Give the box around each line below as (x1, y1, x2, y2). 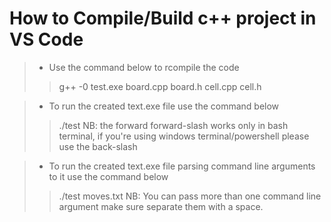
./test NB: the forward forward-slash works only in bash (58, 119, 289, 131)
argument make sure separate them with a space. (58, 200, 264, 212)
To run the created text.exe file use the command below (48, 100, 280, 112)
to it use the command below (48, 170, 169, 182)
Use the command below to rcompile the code (48, 61, 240, 73)
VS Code (9, 28, 84, 51)
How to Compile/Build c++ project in (9, 7, 317, 30)
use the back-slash (58, 140, 138, 152)
